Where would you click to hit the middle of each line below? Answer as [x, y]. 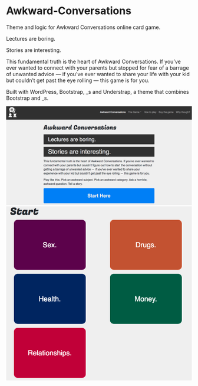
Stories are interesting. [34, 50]
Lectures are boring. [31, 38]
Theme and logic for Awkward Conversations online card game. [83, 27]
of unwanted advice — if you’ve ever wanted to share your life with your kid [98, 74]
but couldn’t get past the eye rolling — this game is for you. [78, 80]
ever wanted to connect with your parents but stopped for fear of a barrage [98, 68]
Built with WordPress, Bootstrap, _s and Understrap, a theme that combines [98, 91]
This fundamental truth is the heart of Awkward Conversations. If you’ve [93, 61]
